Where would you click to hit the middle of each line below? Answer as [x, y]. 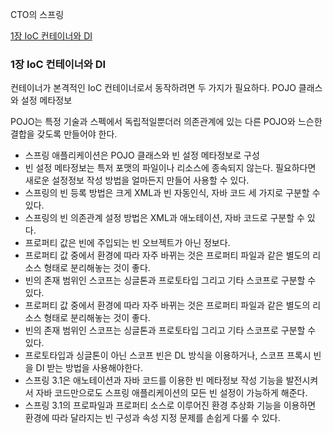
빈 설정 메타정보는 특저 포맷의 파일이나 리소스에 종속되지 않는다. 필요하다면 [170, 168]
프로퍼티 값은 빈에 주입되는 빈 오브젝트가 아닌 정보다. [127, 243]
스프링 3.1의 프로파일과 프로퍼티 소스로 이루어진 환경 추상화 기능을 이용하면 [170, 405]
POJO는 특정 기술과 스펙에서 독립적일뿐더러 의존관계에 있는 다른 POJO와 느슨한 [166, 122]
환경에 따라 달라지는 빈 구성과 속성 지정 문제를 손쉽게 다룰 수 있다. [152, 418]
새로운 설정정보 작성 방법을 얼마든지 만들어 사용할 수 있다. [137, 180]
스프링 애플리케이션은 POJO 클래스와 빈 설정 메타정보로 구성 [142, 155]
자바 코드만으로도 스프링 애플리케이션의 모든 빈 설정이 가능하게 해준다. [171, 393]
